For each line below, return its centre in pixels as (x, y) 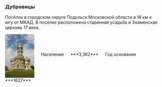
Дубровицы (20, 7)
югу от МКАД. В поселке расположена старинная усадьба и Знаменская (81, 22)
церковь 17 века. (22, 28)
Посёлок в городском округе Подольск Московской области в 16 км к (79, 17)
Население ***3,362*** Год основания (88, 55)
